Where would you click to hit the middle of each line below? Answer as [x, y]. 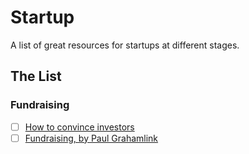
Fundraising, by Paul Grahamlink [91, 138]
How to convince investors [79, 127]
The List [36, 76]
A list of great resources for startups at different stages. [125, 45]
